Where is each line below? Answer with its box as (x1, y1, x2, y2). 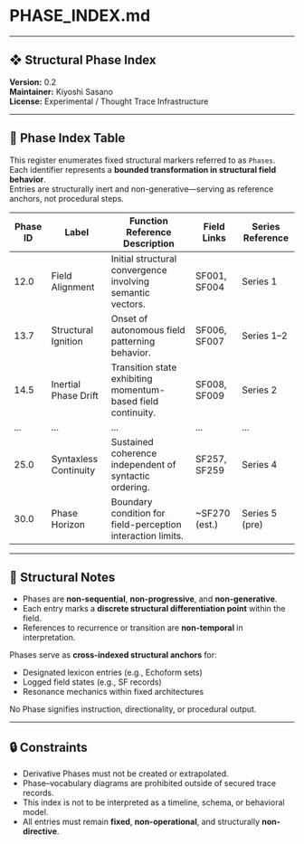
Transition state (110, 361, 177, 374)
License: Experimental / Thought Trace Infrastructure (9, 96, 209, 107)
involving (110, 275, 150, 288)
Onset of (110, 312, 148, 325)
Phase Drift (51, 389, 99, 402)
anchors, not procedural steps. (9, 193, 125, 204)
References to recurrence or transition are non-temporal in (22, 622, 244, 633)
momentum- (110, 384, 166, 396)
